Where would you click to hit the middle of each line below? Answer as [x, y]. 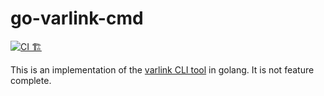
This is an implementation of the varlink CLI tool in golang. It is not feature [162, 69]
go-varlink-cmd [77, 18]
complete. [31, 80]
